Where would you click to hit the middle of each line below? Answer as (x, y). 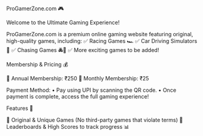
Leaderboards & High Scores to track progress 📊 (68, 127)
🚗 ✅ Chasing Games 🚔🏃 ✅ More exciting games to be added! (83, 50)
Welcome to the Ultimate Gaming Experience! (63, 22)
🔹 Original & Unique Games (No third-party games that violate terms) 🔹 (95, 120)
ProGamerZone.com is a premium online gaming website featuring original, (100, 34)
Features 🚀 (20, 108)
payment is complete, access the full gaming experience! (78, 96)
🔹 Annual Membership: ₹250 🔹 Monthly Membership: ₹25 (78, 78)
